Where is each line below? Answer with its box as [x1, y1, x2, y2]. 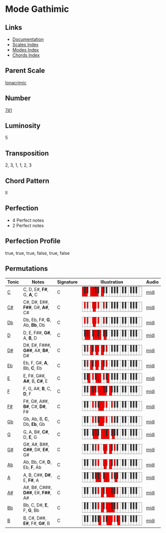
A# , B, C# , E [23, 378, 48, 384]
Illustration [100, 279, 124, 285]
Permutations [5, 264, 48, 273]
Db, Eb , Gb [23, 421, 45, 427]
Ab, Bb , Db [23, 322, 45, 328]
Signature [57, 279, 78, 285]
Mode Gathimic [5, 3, 69, 15]
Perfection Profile [5, 237, 61, 245]
